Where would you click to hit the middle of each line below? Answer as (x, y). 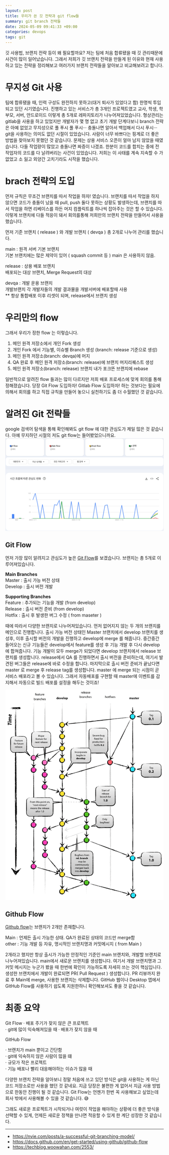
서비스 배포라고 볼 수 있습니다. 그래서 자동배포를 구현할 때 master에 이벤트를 (80, 676)
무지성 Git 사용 (34, 88)
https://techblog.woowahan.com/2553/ (53, 1147)
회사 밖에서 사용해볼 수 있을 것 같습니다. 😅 (47, 1098)
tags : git (16, 37)
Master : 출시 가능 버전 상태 (32, 580)
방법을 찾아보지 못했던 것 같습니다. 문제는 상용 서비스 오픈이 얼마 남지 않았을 (80, 140)
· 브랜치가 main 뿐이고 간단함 (34, 1050)
